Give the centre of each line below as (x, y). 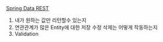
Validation (27, 34)
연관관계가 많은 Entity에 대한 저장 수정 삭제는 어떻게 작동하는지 (86, 27)
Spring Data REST (27, 8)
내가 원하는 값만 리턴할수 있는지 (50, 20)
